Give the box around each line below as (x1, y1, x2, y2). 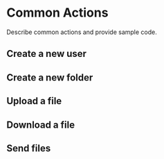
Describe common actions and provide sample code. (6, 28, 157, 36)
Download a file (6, 119, 75, 131)
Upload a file (6, 95, 62, 107)
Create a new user (6, 48, 87, 60)
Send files (6, 142, 51, 154)
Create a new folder (6, 72, 93, 83)
